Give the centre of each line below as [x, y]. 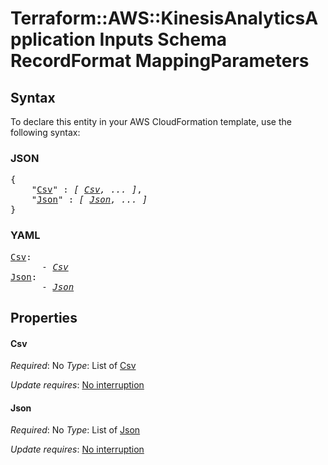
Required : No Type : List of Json [75, 430]
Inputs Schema [163, 39]
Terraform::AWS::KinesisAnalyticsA [164, 18]
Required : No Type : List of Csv [73, 366]
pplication [53, 39]
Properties [44, 317]
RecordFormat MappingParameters [160, 61]
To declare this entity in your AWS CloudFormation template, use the [151, 121]
